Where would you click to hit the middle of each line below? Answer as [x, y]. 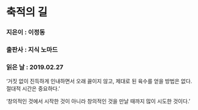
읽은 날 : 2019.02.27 [35, 67]
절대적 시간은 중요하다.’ [33, 89]
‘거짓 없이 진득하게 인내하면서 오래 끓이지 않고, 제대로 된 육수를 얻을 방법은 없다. [99, 81]
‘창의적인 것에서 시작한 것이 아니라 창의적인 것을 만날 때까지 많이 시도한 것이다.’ [98, 101]
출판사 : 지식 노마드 [32, 50]
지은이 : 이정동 [26, 32]
